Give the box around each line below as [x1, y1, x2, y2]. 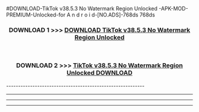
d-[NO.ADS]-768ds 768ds [91, 11, 155, 18]
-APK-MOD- [159, 5, 188, 12]
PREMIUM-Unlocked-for [6, 11, 66, 18]
